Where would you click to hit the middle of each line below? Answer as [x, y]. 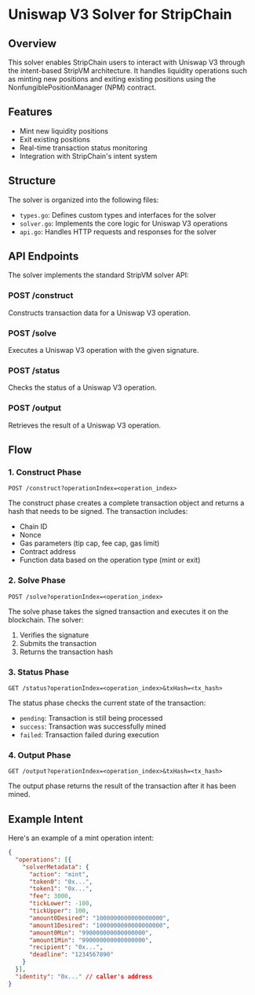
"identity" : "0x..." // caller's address [84, 976]
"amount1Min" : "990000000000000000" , [91, 940]
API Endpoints [44, 257]
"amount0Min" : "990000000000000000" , [91, 933]
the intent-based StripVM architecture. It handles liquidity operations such [127, 71]
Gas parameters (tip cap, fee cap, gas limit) [89, 543]
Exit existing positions [55, 139]
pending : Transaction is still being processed [91, 718]
